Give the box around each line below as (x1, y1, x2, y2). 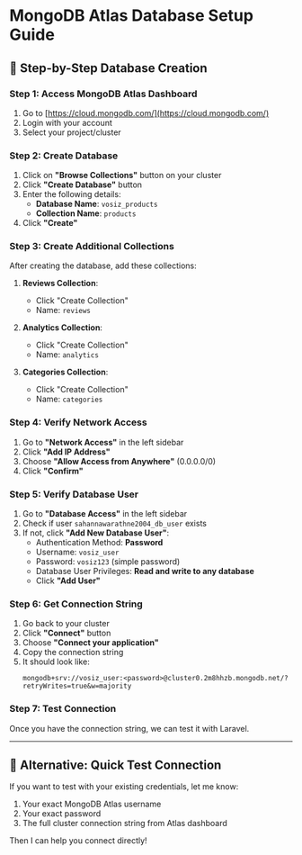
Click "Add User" (35, 575, 101, 586)
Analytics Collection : (22, 322, 103, 333)
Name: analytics (35, 349, 99, 360)
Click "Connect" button (22, 627, 111, 639)
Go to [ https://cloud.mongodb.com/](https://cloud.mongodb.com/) (22, 107, 270, 118)
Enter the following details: (22, 189, 121, 200)
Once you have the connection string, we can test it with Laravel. (9, 723, 250, 733)
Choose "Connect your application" (22, 637, 159, 648)
